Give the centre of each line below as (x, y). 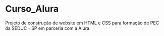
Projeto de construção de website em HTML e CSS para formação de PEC (82, 23)
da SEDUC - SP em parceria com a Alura (47, 28)
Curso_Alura (32, 9)
